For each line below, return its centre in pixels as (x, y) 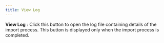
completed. (17, 35)
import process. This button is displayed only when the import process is (82, 30)
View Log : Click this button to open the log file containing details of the (81, 24)
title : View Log (23, 10)
